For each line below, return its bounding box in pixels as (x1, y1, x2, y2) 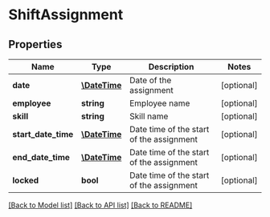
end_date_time (12, 152, 71, 163)
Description (148, 62, 194, 72)
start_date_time (12, 129, 74, 139)
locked (12, 175, 39, 186)
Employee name (129, 98, 190, 109)
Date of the (129, 74, 172, 86)
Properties (8, 38, 63, 51)
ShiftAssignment (8, 6, 124, 24)
